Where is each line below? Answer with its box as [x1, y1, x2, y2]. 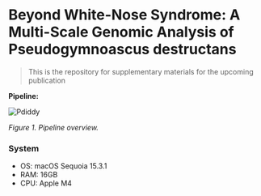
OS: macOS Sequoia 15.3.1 [19, 161, 107, 171]
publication [27, 75, 66, 85]
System [8, 143, 40, 154]
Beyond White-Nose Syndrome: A [8, 6, 241, 24]
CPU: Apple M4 [19, 178, 73, 188]
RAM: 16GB [19, 170, 58, 180]
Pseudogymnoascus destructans [8, 40, 237, 58]
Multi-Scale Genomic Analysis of [8, 23, 234, 41]
